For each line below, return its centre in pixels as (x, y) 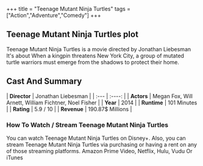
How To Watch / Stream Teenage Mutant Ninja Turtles (87, 125)
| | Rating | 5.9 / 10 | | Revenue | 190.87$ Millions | (69, 109)
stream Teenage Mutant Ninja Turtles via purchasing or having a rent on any (101, 144)
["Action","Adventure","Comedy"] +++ (54, 15)
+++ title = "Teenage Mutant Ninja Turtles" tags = (69, 9)
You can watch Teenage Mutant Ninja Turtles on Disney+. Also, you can (96, 138)
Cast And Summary (44, 81)
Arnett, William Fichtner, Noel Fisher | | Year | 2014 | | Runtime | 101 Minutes (102, 103)
